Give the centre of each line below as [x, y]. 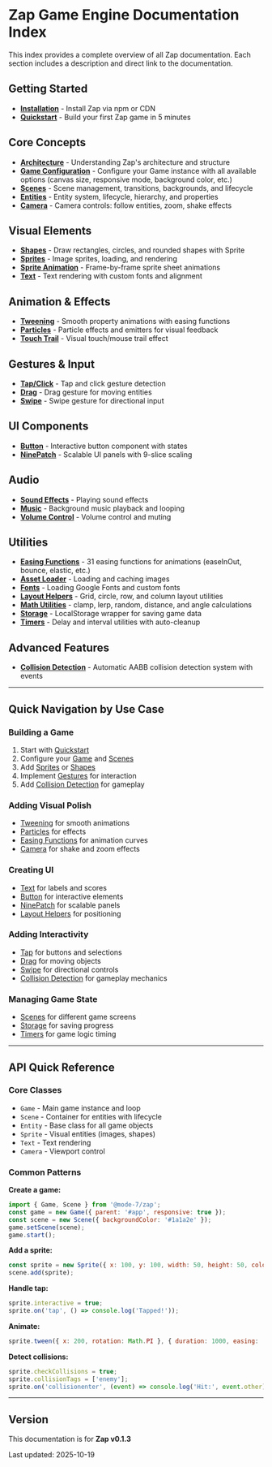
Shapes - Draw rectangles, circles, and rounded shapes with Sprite [132, 250]
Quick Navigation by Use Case [86, 709]
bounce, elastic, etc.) [55, 571]
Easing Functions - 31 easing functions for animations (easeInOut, [131, 562]
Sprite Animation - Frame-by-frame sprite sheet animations [120, 268]
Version [28, 1420]
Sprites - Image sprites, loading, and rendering [99, 259]
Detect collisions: [38, 1357]
